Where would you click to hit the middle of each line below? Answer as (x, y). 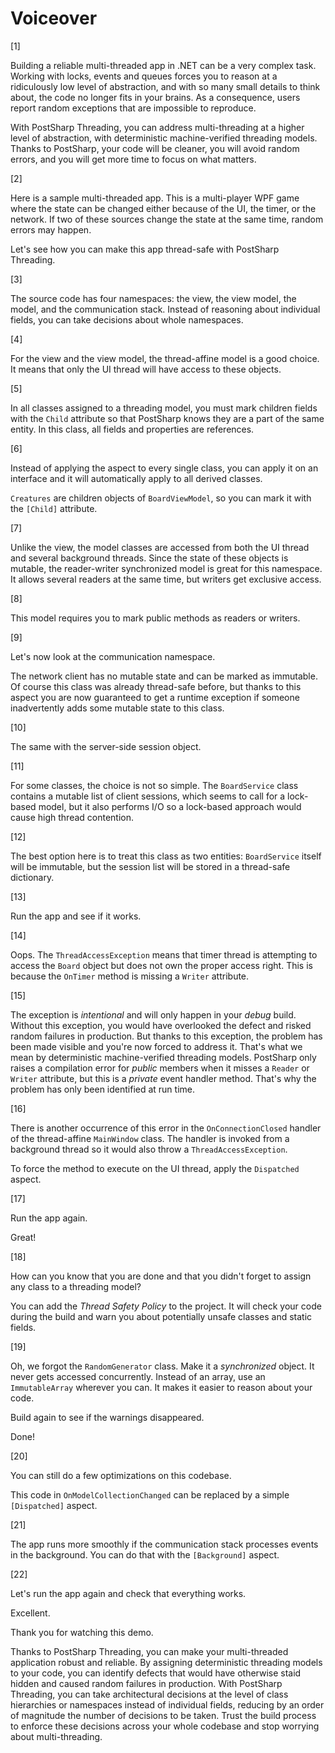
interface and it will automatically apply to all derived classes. (136, 478)
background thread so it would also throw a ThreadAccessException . (149, 1149)
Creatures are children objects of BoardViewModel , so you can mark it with (161, 498)
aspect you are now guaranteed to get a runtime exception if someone (155, 697)
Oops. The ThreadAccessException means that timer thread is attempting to (164, 954)
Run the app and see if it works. (76, 916)
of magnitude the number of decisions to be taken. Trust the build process (163, 1715)
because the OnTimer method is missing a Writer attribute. (130, 976)
